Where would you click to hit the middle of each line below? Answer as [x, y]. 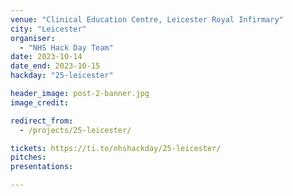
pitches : [28, 157]
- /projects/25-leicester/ [75, 130]
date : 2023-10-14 [46, 57]
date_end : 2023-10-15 [55, 66]
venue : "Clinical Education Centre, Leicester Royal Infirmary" [147, 19]
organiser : [33, 38]
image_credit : [40, 102]
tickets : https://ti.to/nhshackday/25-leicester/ [116, 148]
